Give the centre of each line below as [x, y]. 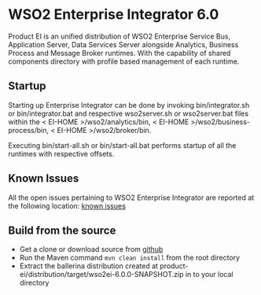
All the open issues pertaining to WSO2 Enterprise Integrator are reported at [131, 197]
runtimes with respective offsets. [61, 153]
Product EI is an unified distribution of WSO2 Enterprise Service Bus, [119, 36]
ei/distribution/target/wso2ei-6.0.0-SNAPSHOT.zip [101, 275]
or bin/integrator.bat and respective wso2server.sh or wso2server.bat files [129, 113]
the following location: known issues [67, 205]
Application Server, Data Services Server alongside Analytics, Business [123, 44]
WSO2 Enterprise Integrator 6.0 [114, 15]
